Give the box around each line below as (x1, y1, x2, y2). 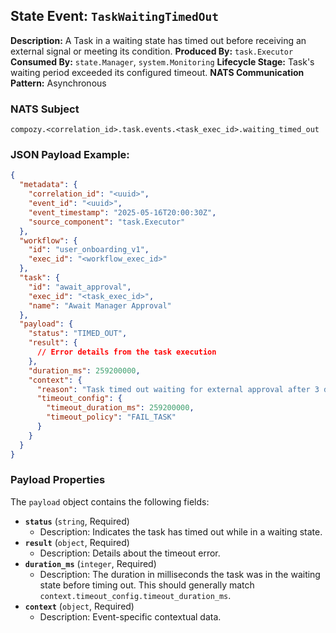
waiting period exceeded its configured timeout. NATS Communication (10, 66, 305, 78)
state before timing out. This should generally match (39, 579, 255, 591)
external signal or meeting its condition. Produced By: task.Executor (10, 45, 294, 57)
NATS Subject (10, 102, 80, 116)
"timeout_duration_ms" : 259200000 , (46, 403, 195, 413)
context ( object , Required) (24, 600, 135, 612)
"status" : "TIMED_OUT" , (28, 329, 128, 339)
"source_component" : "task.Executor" (28, 217, 186, 227)
